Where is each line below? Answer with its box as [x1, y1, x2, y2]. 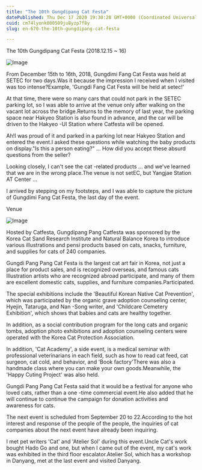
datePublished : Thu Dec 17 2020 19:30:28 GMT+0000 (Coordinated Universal [6, 14, 198, 20]
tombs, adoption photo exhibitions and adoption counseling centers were [6, 328, 188, 335]
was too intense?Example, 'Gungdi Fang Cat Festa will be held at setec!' [6, 84, 185, 91]
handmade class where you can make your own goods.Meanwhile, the [6, 365, 182, 372]
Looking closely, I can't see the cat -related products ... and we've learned [6, 163, 191, 170]
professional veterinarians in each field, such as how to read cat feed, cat [6, 352, 188, 359]
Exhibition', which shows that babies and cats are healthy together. [6, 310, 172, 317]
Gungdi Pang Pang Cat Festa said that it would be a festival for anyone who [6, 383, 193, 390]
